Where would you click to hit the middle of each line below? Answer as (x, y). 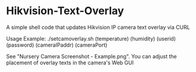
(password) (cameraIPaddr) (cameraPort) (57, 45)
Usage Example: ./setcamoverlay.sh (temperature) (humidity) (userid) (91, 38)
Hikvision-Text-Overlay (65, 11)
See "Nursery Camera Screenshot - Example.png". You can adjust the (91, 56)
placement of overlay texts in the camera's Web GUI (70, 63)
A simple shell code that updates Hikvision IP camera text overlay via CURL (98, 27)
